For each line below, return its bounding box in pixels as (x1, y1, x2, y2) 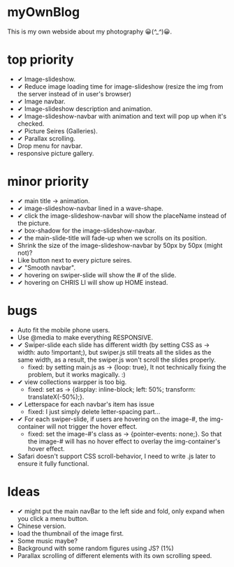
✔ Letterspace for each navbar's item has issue (17, 399, 155, 408)
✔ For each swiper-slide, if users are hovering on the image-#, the (17, 415, 208, 423)
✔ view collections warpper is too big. (17, 378, 127, 386)
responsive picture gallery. (17, 149, 94, 157)
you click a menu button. (17, 514, 89, 522)
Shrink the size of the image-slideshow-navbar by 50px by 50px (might (17, 241, 223, 249)
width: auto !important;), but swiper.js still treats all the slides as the (17, 348, 212, 356)
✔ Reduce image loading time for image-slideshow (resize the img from (17, 82, 224, 91)
